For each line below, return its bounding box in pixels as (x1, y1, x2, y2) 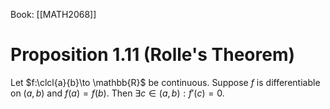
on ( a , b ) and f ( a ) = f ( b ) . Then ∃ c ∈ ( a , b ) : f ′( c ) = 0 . (10, 87, 225, 99)
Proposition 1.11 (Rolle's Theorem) (10, 44, 295, 66)
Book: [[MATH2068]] (10, 9, 97, 20)
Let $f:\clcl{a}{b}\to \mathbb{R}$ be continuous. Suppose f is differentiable (10, 76, 321, 88)
